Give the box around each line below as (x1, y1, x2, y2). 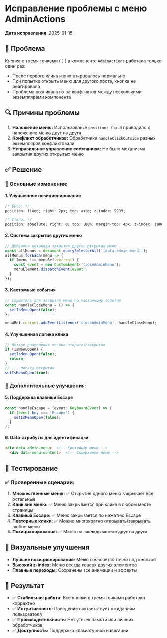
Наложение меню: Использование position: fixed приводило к (12, 124, 150, 130)
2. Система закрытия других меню (5, 232, 82, 239)
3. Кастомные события (5, 287, 56, 293)
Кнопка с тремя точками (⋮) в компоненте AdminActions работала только (5, 58, 162, 64)
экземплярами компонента (12, 94, 71, 100)
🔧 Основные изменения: (5, 180, 68, 187)
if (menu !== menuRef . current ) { (9, 257, 79, 263)
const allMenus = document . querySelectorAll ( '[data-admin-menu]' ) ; (5, 248, 148, 253)
